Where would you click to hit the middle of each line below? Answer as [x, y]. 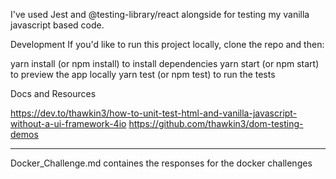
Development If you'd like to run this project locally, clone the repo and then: [167, 44]
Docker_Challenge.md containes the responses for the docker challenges [161, 163]
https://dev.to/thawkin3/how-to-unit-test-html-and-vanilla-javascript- [154, 113]
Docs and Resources [53, 93]
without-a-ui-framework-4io [68, 123]
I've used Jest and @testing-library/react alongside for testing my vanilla [160, 14]
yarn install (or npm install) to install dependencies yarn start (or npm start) [165, 63]
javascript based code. [57, 25]
